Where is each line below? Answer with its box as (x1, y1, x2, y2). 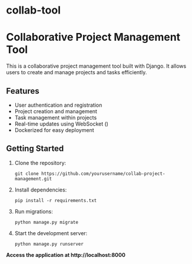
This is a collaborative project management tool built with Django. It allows (6, 62, 187, 70)
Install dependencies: (14, 186, 67, 193)
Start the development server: (14, 229, 88, 236)
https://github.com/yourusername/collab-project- (41, 170, 165, 177)
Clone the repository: (14, 159, 67, 166)
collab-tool (6, 4, 61, 17)
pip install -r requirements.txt (14, 197, 97, 203)
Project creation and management (14, 107, 97, 115)
